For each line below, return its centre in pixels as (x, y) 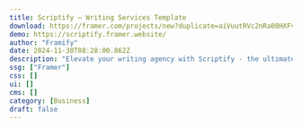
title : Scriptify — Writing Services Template (98, 17)
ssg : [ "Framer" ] (40, 68)
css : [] (24, 76)
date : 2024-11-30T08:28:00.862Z (70, 51)
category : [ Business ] (50, 101)
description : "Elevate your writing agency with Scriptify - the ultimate (152, 59)
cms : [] (24, 92)
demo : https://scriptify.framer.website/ (88, 34)
